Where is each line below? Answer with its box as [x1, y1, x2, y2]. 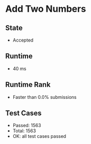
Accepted [12, 37, 34, 43]
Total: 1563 [12, 128, 36, 134]
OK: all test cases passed [12, 133, 66, 139]
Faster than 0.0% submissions [12, 94, 77, 100]
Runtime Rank [5, 80, 51, 89]
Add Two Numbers [5, 3, 86, 15]
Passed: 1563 [12, 122, 41, 129]
